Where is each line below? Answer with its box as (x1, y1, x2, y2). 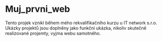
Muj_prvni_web (5, 3, 70, 15)
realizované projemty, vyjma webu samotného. (5, 30, 101, 36)
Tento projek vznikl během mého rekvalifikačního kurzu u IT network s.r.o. (5, 20, 158, 26)
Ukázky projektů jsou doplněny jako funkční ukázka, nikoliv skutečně (5, 25, 147, 31)
